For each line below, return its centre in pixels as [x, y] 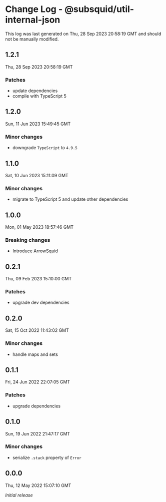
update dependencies [35, 91]
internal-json [33, 20]
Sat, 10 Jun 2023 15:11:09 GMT [37, 175]
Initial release [19, 495]
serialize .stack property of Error [47, 457]
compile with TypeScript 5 [39, 96]
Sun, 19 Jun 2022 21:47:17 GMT [38, 433]
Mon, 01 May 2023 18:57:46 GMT [39, 227]
